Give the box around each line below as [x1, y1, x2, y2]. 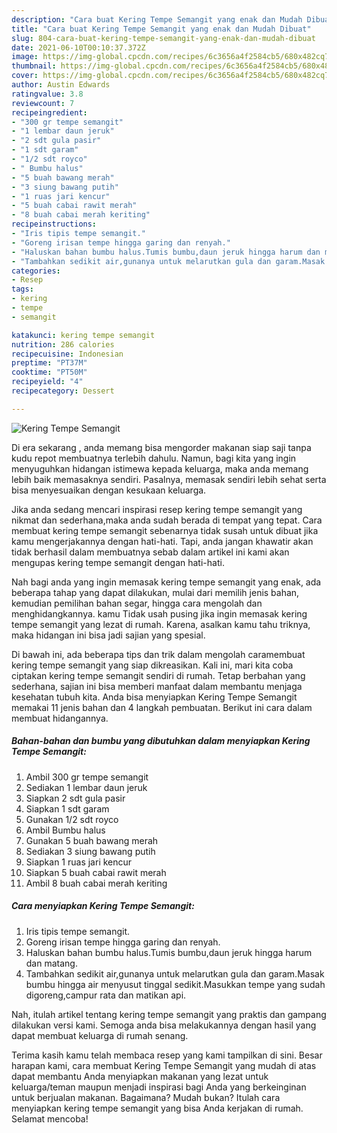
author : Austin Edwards [11, 80, 111, 90]
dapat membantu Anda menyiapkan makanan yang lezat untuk [11, 1070, 269, 1082]
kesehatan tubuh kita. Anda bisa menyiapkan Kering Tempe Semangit [11, 691, 298, 703]
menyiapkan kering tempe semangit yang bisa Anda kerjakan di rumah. [11, 1102, 304, 1114]
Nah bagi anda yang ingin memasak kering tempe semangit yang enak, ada [11, 576, 322, 588]
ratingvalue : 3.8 [11, 89, 84, 99]
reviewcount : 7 [11, 98, 75, 108]
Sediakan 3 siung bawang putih [25, 845, 156, 857]
